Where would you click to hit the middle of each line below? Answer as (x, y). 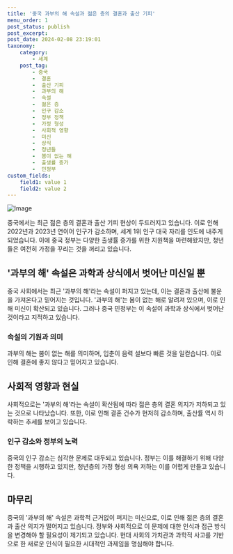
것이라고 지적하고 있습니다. (43, 317)
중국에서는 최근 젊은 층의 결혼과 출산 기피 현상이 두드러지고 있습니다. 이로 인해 (113, 223)
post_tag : (34, 66)
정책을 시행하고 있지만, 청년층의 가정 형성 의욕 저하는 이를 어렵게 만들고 (111, 467)
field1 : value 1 (43, 182)
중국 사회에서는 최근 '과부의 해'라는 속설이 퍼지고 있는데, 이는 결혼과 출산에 (108, 291)
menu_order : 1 (28, 20)
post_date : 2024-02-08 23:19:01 (54, 40)
